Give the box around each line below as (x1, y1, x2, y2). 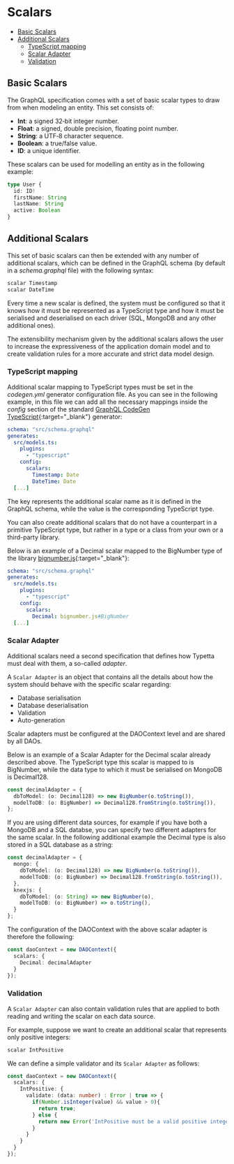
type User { (7, 181, 42, 188)
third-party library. (7, 532, 61, 541)
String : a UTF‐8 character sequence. (17, 131, 124, 140)
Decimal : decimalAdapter (19, 959, 92, 966)
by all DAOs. (7, 736, 42, 745)
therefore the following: (7, 933, 75, 941)
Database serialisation (17, 693, 81, 702)
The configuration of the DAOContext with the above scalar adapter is (7, 925, 208, 933)
